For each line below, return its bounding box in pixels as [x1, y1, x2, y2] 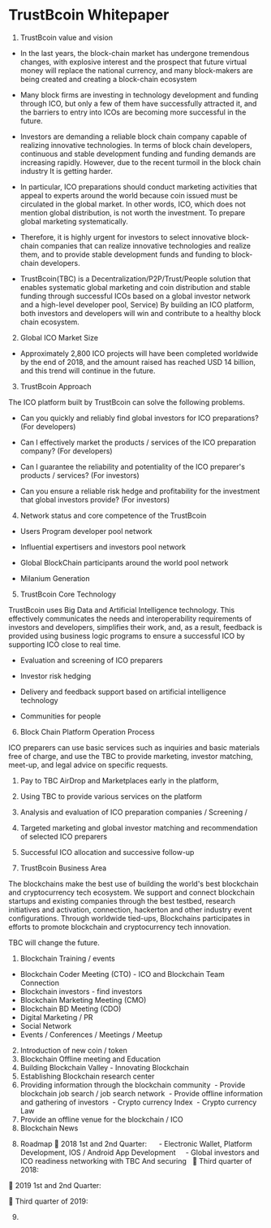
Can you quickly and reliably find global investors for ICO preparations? [19, 413, 260, 423]
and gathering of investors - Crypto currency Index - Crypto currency [19, 1097, 257, 1107]
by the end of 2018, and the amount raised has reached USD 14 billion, [19, 357, 256, 367]
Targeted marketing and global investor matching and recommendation [19, 822, 258, 832]
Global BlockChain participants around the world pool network [19, 558, 229, 567]
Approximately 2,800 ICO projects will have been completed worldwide [19, 348, 259, 358]
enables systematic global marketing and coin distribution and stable [19, 282, 251, 292]
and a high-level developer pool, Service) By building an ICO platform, [19, 299, 255, 310]
